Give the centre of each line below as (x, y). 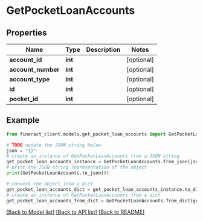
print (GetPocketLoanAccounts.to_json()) (58, 173)
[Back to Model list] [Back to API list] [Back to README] (76, 212)
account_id (26, 60)
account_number (34, 70)
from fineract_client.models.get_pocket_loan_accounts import (86, 134)
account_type (30, 79)
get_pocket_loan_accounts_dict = (48, 189)
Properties (27, 33)
